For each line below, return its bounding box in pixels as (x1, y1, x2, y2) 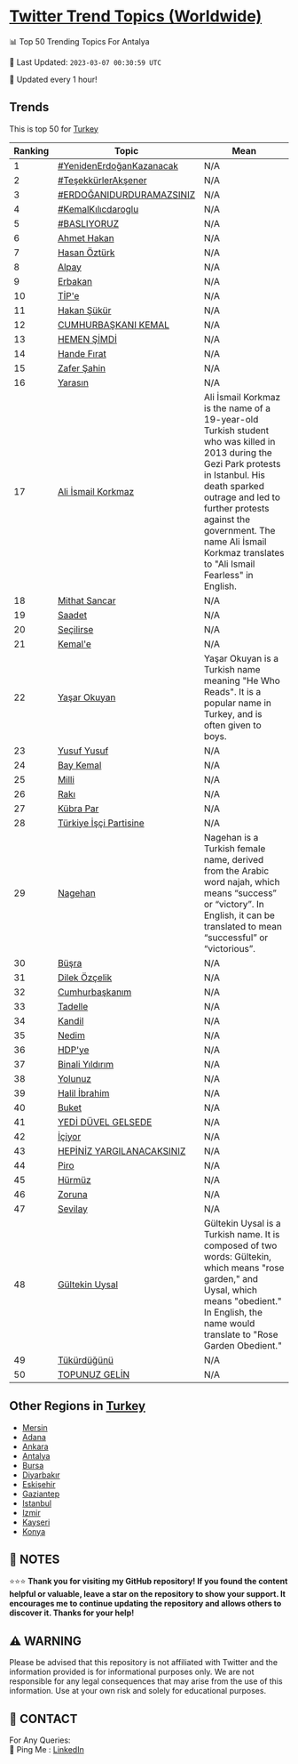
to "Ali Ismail (203, 558, 255, 570)
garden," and (203, 1272, 259, 1285)
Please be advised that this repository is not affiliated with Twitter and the (9, 1657, 278, 1668)
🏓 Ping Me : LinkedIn (9, 1744, 84, 1754)
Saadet (57, 608, 87, 621)
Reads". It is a (203, 685, 262, 697)
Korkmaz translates (203, 546, 285, 559)
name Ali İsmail (203, 536, 267, 548)
